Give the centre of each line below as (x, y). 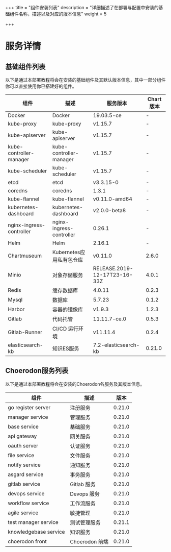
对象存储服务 (68, 275)
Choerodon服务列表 (37, 371)
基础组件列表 (25, 67)
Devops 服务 (85, 494)
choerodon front (27, 541)
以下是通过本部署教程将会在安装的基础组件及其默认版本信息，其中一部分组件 (85, 80)
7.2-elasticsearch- (116, 345)
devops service (26, 493)
